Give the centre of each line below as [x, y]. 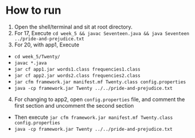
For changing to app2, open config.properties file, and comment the [100, 99]
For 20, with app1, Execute [47, 45]
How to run [33, 10]
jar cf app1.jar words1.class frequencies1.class [77, 69]
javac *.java [31, 63]
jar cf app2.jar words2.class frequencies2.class [77, 76]
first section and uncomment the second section [74, 105]
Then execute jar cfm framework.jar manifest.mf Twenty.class [93, 117]
